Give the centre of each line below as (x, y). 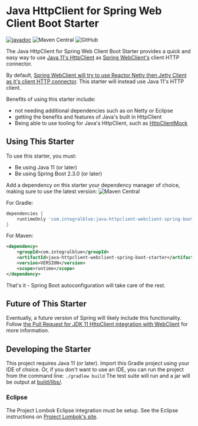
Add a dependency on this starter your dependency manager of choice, (93, 185)
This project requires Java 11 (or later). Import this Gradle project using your (98, 363)
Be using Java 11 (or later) (46, 167)
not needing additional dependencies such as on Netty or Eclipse (94, 110)
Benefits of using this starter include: (51, 99)
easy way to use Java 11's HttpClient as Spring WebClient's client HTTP (93, 57)
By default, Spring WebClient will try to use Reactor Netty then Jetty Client (96, 75)
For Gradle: (20, 202)
